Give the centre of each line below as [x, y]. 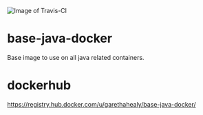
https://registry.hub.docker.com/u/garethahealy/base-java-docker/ [101, 104]
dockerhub [39, 85]
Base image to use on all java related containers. [76, 57]
